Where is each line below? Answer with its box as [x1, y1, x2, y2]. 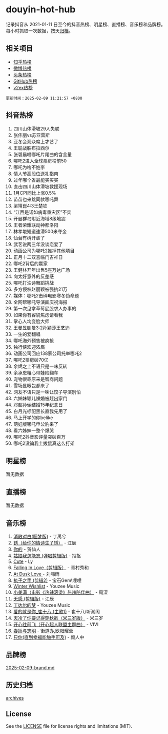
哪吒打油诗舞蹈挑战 [13, 279, 54, 286]
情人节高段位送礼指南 [13, 171, 58, 177]
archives [6, 694, 24, 701]
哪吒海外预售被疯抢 [13, 337, 54, 344]
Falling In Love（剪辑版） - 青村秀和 [13, 564, 89, 571]
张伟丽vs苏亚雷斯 [13, 132, 50, 138]
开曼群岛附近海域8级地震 [13, 215, 66, 221]
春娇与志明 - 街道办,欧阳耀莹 [13, 628, 74, 634]
